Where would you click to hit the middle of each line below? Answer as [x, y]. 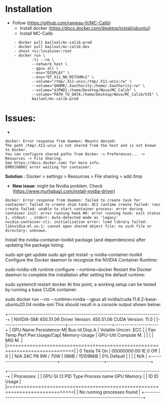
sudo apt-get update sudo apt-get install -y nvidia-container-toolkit [74, 254]
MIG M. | [14, 340]
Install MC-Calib [36, 33]
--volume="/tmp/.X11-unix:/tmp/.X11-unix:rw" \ [82, 81]
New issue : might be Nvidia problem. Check [57, 186]
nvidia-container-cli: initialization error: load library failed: [76, 222]
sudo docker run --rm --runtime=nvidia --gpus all [56, 299]
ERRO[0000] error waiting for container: [49, 167]
